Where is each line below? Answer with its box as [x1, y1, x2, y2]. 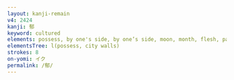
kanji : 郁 [7, 23, 35, 30]
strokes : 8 [7, 49, 39, 56]
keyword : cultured [7, 29, 61, 37]
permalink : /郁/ [7, 62, 54, 69]
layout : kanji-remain [7, 10, 70, 17]
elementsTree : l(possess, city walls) [7, 42, 120, 49]
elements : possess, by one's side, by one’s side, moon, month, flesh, [7, 36, 219, 43]
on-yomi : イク [7, 56, 46, 63]
